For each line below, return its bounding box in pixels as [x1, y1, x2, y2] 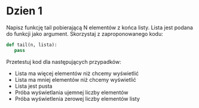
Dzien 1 [6, 4, 43, 18]
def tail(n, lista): [6, 42, 58, 48]
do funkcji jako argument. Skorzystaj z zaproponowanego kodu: [6, 30, 163, 37]
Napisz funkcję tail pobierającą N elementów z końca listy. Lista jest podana [6, 24, 193, 31]
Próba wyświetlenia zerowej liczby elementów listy [14, 95, 140, 102]
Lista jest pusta [14, 82, 53, 90]
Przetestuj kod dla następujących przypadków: [6, 58, 121, 65]
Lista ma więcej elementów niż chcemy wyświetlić [14, 70, 139, 77]
